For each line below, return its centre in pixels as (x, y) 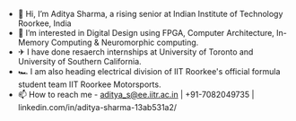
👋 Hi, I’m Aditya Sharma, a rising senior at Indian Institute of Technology (150, 14)
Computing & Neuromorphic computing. (125, 42)
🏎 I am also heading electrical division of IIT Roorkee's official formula (149, 71)
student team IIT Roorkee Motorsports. (89, 84)
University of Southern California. (79, 61)
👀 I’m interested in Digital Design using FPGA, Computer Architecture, (146, 33)
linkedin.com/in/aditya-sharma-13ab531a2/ (97, 107)
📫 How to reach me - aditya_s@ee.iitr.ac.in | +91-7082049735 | (136, 95)
